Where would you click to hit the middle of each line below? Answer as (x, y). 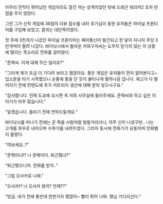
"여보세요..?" (17, 145)
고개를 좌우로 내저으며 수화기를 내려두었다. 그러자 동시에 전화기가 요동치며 (75, 128)
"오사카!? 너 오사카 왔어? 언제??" (36, 186)
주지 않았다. (25, 13)
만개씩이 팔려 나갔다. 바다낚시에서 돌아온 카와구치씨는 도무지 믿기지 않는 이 (76, 46)
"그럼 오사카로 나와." (24, 176)
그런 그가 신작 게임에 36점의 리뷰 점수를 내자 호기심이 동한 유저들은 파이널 (75, 24)
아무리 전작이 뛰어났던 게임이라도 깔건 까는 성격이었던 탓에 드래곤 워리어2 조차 (79, 7)
